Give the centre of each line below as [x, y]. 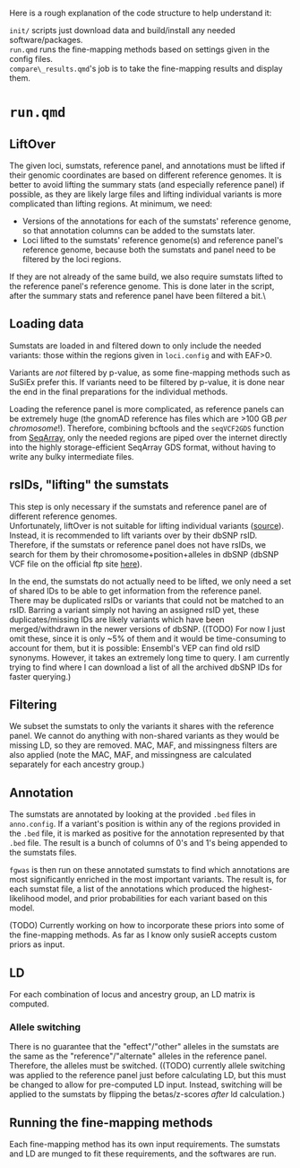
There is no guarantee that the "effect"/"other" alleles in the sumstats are [144, 1047]
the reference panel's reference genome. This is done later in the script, [142, 286]
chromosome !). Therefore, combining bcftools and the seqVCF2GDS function [147, 428]
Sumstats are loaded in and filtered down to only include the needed [135, 346]
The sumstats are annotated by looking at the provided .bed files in [133, 814]
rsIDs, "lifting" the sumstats [89, 485]
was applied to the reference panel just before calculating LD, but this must [148, 1076]
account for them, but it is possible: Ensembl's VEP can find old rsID [135, 648]
